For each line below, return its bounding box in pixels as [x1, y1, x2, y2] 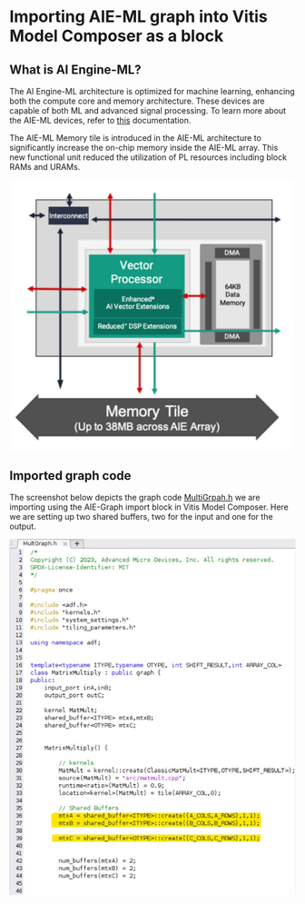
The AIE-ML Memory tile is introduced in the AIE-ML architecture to [9, 133, 261, 143]
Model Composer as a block [9, 25, 224, 46]
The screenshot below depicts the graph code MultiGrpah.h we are [9, 492, 261, 503]
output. [9, 521, 36, 532]
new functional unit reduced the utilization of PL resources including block [9, 152, 288, 163]
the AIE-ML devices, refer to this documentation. [9, 115, 192, 125]
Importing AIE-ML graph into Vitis [9, 6, 268, 27]
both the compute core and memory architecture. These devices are [9, 95, 265, 106]
